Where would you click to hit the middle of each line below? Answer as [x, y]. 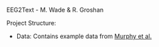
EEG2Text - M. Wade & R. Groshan [55, 10]
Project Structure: [31, 23]
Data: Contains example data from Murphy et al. [84, 36]
